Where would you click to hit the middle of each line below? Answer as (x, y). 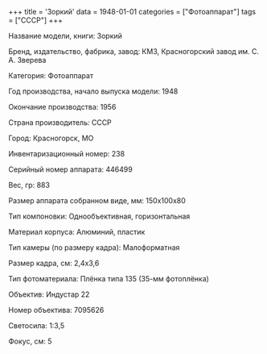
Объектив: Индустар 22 (49, 294)
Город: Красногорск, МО (51, 138)
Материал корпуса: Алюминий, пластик (77, 232)
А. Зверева (27, 60)
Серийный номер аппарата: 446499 (70, 169)
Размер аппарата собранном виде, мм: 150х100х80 (97, 200)
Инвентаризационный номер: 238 (67, 154)
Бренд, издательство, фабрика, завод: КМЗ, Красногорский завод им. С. (134, 51)
